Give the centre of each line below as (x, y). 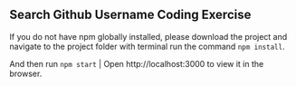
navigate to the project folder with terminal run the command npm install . (147, 46)
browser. (26, 73)
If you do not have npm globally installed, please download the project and (148, 36)
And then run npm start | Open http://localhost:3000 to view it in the (137, 63)
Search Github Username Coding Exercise (130, 15)
